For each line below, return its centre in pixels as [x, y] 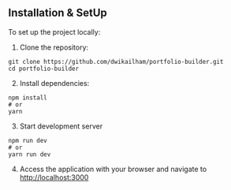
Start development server [61, 126]
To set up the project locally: [54, 32]
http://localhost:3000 [54, 177]
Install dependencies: [54, 83]
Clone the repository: [54, 47]
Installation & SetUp [58, 13]
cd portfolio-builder [44, 69]
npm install [28, 98]
